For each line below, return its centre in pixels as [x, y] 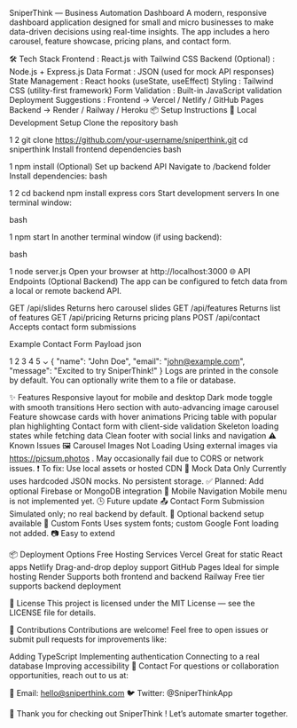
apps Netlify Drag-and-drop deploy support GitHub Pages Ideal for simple [144, 567]
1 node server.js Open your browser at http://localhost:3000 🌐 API [130, 271]
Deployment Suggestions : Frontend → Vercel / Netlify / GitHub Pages [137, 100]
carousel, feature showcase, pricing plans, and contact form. [121, 41]
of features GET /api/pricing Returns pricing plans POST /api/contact [135, 317]
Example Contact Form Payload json [75, 344]
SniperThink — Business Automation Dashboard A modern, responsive [138, 13]
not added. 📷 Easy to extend [62, 533]
